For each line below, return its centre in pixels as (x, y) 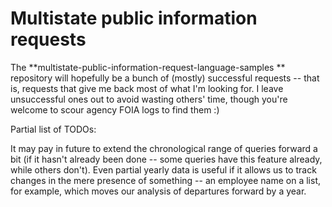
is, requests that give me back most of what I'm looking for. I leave (147, 88)
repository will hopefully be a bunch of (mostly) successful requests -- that (165, 78)
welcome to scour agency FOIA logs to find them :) (115, 109)
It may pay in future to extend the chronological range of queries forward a (164, 148)
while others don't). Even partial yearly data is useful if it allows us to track (163, 169)
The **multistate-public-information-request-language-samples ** (148, 67)
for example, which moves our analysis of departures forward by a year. (158, 191)
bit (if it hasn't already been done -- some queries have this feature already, (166, 159)
